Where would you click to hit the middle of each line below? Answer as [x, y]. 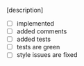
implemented [35, 23]
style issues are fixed [47, 55]
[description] [25, 10]
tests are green [38, 47]
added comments [42, 31]
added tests [34, 39]
